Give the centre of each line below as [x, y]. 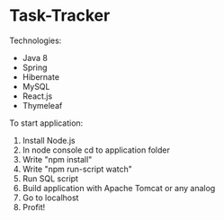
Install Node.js [49, 140]
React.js [37, 96]
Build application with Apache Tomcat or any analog [119, 188]
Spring [35, 67]
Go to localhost [50, 198]
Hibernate [41, 76]
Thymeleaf [42, 105]
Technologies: [36, 40]
